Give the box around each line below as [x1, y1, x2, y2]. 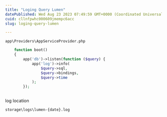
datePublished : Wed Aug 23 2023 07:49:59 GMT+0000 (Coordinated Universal [5, 12, 164, 17]
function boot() [14, 47, 48, 52]
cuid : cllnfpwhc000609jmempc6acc [5, 16, 75, 21]
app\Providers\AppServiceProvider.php [5, 39, 85, 44]
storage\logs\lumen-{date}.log [5, 107, 70, 112]
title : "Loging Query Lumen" [5, 7, 66, 12]
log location [5, 98, 29, 104]
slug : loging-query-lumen [5, 21, 59, 26]
